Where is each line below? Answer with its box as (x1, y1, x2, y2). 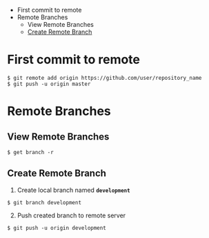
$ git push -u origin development (7, 224, 107, 231)
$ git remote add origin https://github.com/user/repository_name (7, 74, 202, 81)
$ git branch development (7, 199, 81, 206)
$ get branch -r (7, 149, 54, 155)
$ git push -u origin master (7, 80, 91, 87)
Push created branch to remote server (17, 211, 126, 219)
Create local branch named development (17, 186, 130, 194)
